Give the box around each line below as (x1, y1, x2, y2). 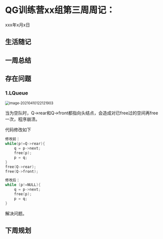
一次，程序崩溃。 (5, 116, 40, 122)
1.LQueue (5, 90, 28, 96)
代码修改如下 (5, 127, 31, 133)
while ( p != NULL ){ (5, 183, 41, 188)
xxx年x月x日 (5, 22, 31, 28)
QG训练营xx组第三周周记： (5, 4, 115, 16)
